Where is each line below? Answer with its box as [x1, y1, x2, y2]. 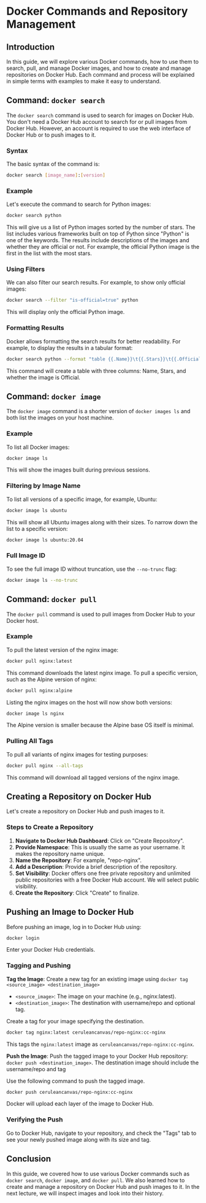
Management [6, 17, 76, 31]
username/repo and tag [6, 1065, 66, 1072]
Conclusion [6, 1154, 51, 1164]
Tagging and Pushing [6, 961, 71, 970]
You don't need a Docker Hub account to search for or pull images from [6, 118, 188, 125]
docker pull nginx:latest [6, 658, 72, 664]
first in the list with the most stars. [6, 250, 92, 257]
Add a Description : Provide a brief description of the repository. [15, 863, 178, 870]
